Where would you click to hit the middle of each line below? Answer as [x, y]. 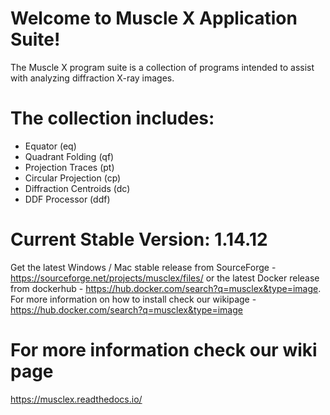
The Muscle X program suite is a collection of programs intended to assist [162, 67]
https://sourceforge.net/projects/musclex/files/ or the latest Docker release [165, 278]
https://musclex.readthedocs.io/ [76, 399]
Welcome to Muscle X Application [154, 18]
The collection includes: [112, 118]
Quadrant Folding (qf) [69, 156]
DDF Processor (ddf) [67, 199]
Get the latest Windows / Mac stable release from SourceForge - [143, 267]
